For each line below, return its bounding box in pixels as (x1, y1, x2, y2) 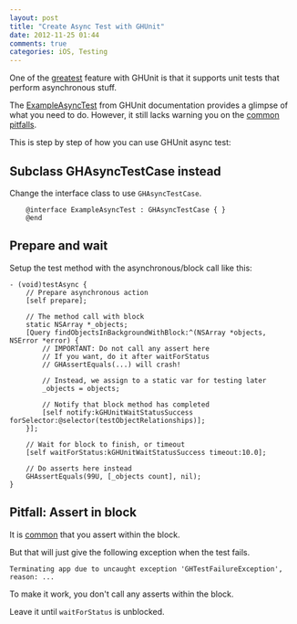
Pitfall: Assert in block (9, 504, 138, 521)
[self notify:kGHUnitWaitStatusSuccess (42, 407, 194, 417)
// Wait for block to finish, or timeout (26, 439, 185, 449)
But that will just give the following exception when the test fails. (9, 546, 251, 557)
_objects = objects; (42, 384, 120, 393)
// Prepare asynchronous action (26, 288, 148, 297)
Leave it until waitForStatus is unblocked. (9, 606, 166, 617)
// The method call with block (26, 312, 145, 321)
